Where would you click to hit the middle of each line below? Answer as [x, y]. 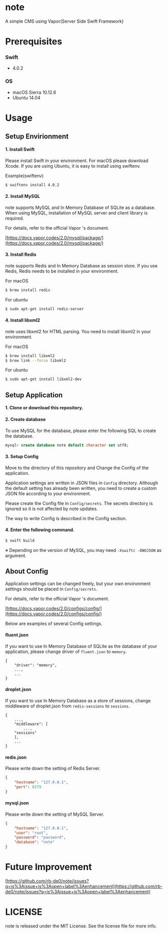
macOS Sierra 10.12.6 [34, 92]
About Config [27, 571]
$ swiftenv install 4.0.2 [32, 185]
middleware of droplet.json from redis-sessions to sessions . [68, 706]
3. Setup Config [22, 457]
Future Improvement [48, 867]
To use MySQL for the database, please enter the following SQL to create [81, 430]
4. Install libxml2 [23, 320]
